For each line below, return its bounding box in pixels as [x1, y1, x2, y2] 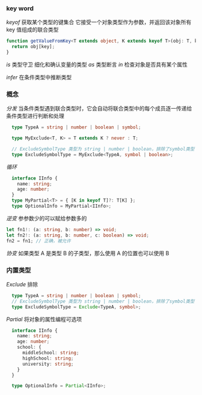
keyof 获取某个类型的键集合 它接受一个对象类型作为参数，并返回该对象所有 [6, 19, 192, 26]
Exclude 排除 [6, 280, 38, 288]
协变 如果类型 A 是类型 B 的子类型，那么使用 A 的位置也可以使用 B [6, 249, 170, 256]
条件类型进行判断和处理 [6, 112, 64, 119]
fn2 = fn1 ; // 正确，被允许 [6, 238, 71, 244]
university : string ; [22, 361, 74, 367]
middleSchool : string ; [22, 350, 79, 356]
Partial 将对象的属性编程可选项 [6, 315, 82, 322]
